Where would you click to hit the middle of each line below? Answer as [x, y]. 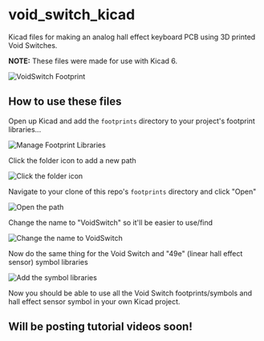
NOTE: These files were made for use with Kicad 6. [93, 61]
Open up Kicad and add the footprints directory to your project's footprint [132, 121]
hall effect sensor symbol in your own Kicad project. [94, 301]
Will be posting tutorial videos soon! [100, 327]
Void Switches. [33, 45]
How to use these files [65, 102]
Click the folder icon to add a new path [72, 160]
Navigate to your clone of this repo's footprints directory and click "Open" [132, 191]
